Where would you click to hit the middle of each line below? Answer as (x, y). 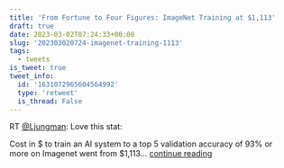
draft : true (32, 26)
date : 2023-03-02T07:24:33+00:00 (72, 34)
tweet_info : (32, 76)
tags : (19, 51)
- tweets (34, 59)
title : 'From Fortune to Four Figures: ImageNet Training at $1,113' (143, 18)
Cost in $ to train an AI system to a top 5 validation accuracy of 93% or (141, 144)
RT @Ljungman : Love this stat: (66, 127)
